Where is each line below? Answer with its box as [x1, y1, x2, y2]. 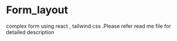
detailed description [6, 28, 55, 35]
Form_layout [6, 3, 69, 17]
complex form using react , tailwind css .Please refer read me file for [6, 23, 172, 29]
